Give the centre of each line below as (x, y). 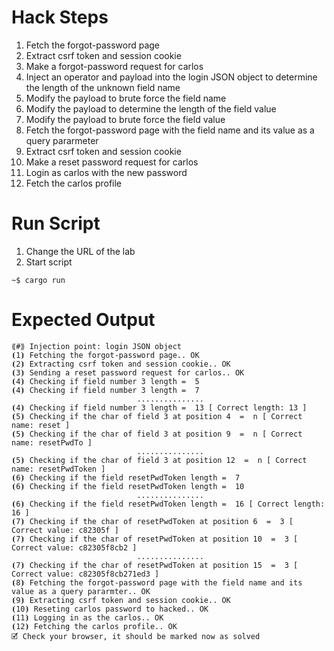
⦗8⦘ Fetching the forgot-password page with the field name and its (157, 582)
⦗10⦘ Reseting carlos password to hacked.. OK (110, 609)
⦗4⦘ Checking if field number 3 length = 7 (105, 390)
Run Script (56, 223)
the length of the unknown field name (103, 87)
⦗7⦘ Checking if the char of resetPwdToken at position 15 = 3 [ (155, 565)
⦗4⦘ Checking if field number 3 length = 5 (105, 381)
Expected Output (83, 320)
